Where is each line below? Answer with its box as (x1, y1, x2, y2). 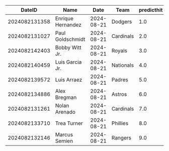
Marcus (55, 131, 73, 138)
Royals (111, 47, 127, 54)
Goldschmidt (55, 36, 86, 42)
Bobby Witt (55, 44, 81, 51)
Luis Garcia (55, 59, 82, 65)
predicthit (139, 7, 163, 13)
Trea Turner (55, 120, 83, 127)
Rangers (111, 134, 132, 141)
